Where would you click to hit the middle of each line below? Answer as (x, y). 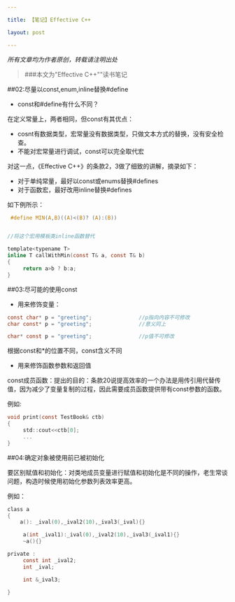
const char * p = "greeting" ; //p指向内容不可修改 (99, 317)
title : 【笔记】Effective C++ (49, 20)
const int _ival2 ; (50, 560)
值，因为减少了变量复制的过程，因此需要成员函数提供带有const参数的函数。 (116, 389)
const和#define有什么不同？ (58, 104)
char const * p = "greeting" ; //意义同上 (87, 324)
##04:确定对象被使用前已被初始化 (56, 457)
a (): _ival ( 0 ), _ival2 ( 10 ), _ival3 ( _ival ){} (83, 522)
